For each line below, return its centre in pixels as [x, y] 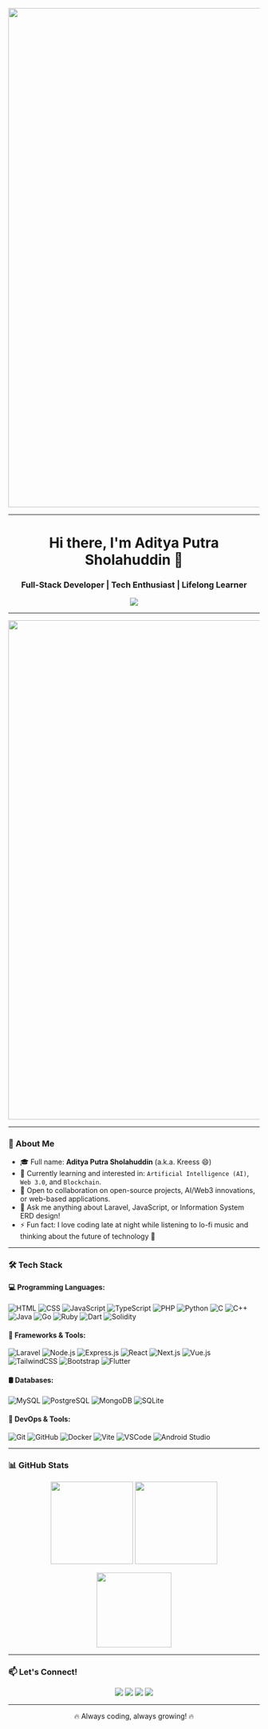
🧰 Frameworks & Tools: [47, 1335]
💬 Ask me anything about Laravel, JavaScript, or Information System [132, 1207]
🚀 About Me [32, 1144]
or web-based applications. [65, 1198]
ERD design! [40, 1215]
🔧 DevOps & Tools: [39, 1419]
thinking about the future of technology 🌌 [87, 1236]
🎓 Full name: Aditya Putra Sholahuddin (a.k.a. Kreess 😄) [116, 1162]
